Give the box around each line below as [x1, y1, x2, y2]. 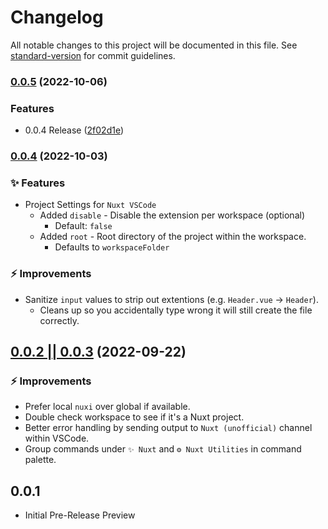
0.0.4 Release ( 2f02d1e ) [24, 124, 125, 136]
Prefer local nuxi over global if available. [24, 401, 191, 413]
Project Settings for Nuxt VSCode [24, 199, 157, 211]
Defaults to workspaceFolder [54, 241, 170, 253]
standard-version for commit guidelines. [10, 49, 176, 61]
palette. [24, 454, 57, 466]
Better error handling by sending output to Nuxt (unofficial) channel [24, 422, 313, 434]
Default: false [54, 220, 113, 232]
